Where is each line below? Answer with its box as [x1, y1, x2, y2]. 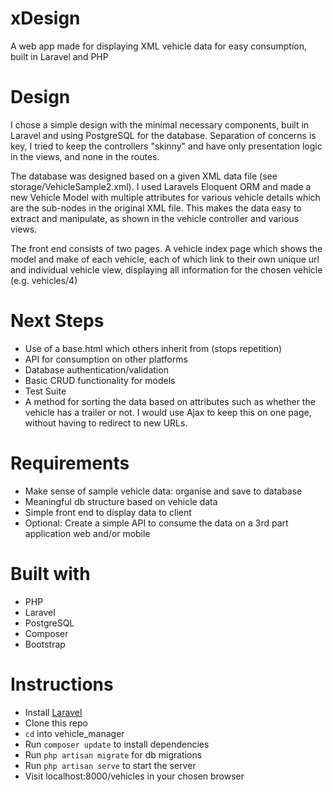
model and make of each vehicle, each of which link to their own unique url [10, 253, 320, 265]
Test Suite [24, 385, 67, 397]
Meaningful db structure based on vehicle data [24, 495, 218, 507]
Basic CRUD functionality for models [24, 374, 176, 386]
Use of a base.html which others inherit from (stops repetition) [24, 342, 283, 354]
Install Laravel [24, 706, 83, 718]
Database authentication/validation [24, 363, 169, 376]
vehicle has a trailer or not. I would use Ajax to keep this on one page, [24, 406, 312, 418]
